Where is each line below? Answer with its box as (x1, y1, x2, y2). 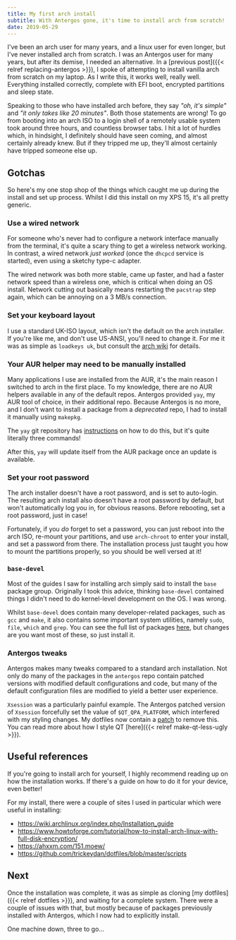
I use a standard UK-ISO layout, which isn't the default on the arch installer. (7, 326, 225, 335)
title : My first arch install (7, 10, 97, 18)
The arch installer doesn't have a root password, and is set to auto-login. (7, 488, 218, 498)
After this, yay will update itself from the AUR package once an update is (7, 447, 217, 456)
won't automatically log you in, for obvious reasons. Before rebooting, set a (7, 504, 225, 512)
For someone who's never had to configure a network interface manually (7, 234, 219, 243)
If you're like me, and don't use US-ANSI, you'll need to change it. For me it (7, 334, 225, 342)
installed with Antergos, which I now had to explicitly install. (7, 911, 180, 920)
